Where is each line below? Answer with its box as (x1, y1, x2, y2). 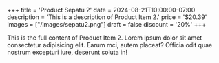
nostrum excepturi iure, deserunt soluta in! (7, 48, 127, 56)
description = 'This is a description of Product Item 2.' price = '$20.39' (7, 13, 207, 21)
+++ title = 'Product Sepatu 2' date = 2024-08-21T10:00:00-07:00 (7, 6, 196, 14)
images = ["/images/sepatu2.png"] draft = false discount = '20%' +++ (7, 21, 207, 28)
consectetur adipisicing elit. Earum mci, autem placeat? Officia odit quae (7, 41, 213, 49)
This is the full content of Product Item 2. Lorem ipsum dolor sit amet (7, 34, 202, 42)
